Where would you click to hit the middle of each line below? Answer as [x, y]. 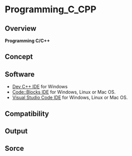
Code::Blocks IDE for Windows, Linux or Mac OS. [64, 92]
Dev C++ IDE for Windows [40, 87]
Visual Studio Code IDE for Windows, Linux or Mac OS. [70, 98]
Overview [21, 28]
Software [20, 74]
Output [16, 131]
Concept [19, 57]
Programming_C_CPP [51, 9]
